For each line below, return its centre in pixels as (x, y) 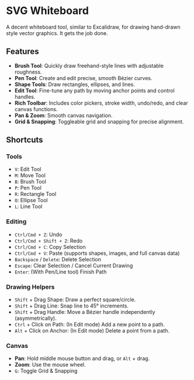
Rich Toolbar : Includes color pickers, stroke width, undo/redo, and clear (101, 103)
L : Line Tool (28, 206)
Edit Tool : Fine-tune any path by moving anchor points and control (95, 90)
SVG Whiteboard (48, 11)
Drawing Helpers (30, 286)
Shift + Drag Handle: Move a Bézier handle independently (85, 312)
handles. (25, 96)
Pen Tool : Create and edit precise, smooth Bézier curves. (84, 78)
